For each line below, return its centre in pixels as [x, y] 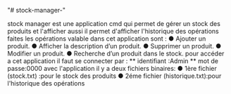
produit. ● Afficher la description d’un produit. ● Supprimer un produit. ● [114, 46]
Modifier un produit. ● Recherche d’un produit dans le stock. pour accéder [116, 53]
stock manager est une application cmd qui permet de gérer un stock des [114, 23]
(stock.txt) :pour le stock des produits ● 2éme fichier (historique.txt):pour [114, 76]
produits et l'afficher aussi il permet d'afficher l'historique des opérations [113, 31]
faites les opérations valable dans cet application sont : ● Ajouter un [107, 39]
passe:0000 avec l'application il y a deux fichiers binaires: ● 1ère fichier [112, 68]
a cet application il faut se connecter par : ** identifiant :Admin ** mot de [113, 61]
